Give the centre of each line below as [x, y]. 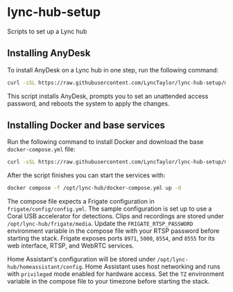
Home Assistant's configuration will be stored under [81, 259]
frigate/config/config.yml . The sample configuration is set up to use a [110, 209]
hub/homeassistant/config [44, 267]
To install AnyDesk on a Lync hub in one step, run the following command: [113, 70]
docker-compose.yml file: [41, 149]
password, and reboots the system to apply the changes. [88, 103]
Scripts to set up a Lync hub [47, 31]
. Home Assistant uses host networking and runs [151, 267]
